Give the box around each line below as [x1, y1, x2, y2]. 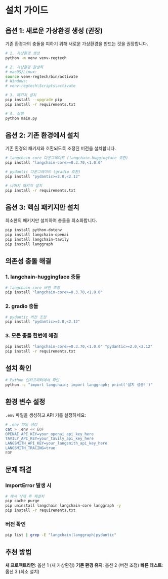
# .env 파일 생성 [5, 422, 38, 427]
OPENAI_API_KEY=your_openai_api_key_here [5, 431, 94, 436]
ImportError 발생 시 [5, 482, 52, 489]
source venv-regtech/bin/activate [5, 74, 78, 79]
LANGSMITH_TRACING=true [5, 446, 56, 451]
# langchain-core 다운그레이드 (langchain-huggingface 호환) [5, 155, 129, 161]
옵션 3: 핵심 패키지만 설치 [5, 203, 79, 211]
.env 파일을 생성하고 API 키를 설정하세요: [5, 412, 87, 418]
